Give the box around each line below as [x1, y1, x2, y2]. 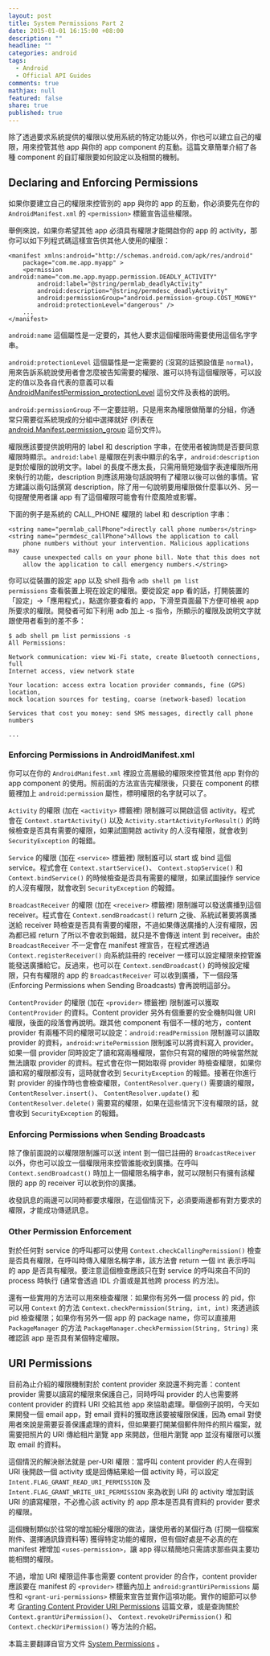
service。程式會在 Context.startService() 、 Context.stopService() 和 [8, 863, 243, 873]
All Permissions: [8, 639, 67, 647]
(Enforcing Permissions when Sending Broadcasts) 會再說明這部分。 [8, 981, 235, 991]
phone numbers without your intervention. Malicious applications [22, 539, 250, 547]
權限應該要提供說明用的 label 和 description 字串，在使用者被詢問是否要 [8, 442, 246, 451]
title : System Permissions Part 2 [8, 19, 125, 27]
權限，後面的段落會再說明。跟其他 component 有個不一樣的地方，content [8, 1018, 252, 1028]
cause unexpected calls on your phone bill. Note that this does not [22, 553, 261, 562]
